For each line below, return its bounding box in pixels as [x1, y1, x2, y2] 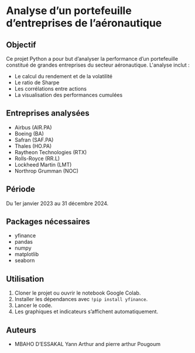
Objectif [6, 40, 36, 50]
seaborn [14, 257, 35, 264]
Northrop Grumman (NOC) [14, 167, 79, 174]
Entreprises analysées [6, 108, 90, 118]
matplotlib [14, 251, 39, 258]
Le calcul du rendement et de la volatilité [14, 73, 113, 79]
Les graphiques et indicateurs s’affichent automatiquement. [14, 308, 159, 315]
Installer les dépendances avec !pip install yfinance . [14, 296, 148, 303]
